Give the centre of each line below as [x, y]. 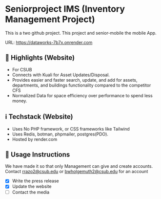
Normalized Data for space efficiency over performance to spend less [82, 95]
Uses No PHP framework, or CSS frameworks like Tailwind [71, 129]
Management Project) [50, 19]
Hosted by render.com [35, 139]
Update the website [32, 186]
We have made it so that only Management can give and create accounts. [79, 166]
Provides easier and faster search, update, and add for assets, [75, 80]
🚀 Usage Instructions [38, 154]
